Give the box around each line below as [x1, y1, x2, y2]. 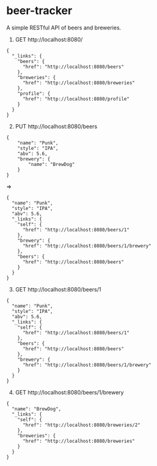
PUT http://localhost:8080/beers [15, 122, 98, 130]
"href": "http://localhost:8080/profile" [22, 96, 130, 102]
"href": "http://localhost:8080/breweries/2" [22, 422, 141, 428]
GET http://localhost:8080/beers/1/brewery [15, 388, 124, 396]
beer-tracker [6, 4, 73, 18]
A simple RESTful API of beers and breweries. [6, 24, 122, 31]
